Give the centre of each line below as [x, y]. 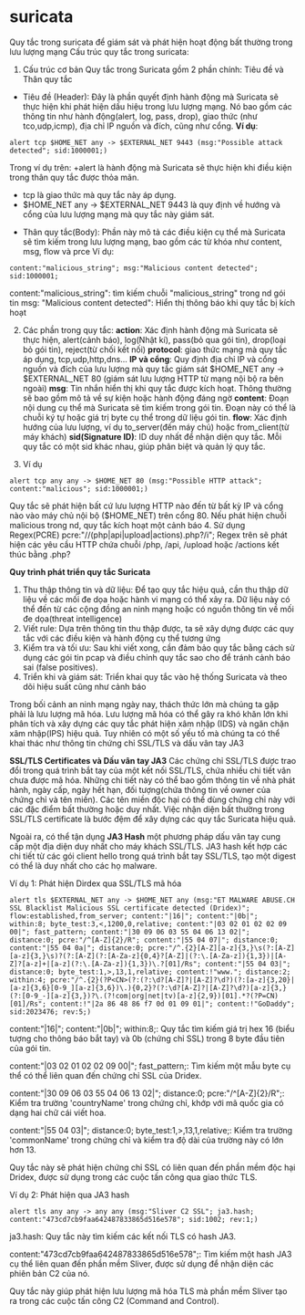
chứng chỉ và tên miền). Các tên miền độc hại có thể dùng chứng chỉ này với [152, 799]
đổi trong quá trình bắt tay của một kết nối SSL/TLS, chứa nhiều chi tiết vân [150, 770]
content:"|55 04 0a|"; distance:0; [77, 948]
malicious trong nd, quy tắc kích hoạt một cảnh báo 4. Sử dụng [127, 525]
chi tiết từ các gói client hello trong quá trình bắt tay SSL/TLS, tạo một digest [153, 856]
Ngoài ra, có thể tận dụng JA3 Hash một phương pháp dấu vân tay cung [145, 836]
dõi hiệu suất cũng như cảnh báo [84, 686]
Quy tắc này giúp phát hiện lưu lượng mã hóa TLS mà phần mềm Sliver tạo [148, 1291]
